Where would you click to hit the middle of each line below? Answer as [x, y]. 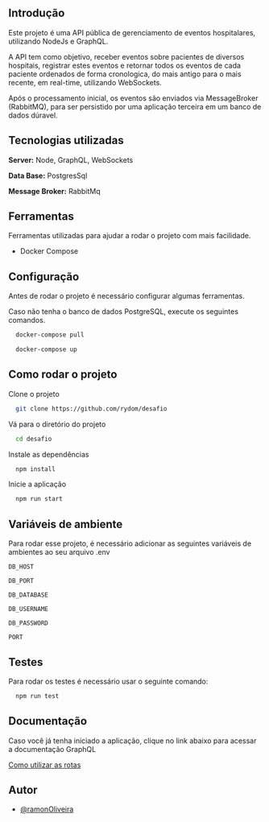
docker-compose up [47, 349]
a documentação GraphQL [52, 749]
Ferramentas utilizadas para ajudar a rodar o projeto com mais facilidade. [130, 236]
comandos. [27, 320]
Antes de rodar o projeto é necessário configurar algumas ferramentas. [126, 296]
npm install [36, 469]
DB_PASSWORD [28, 623]
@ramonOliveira [47, 809]
